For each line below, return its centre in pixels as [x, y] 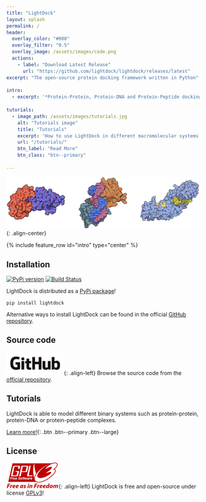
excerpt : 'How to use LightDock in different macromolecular [97, 136]
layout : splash [26, 19]
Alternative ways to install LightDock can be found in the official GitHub [96, 314]
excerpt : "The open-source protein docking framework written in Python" [103, 78]
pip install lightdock [35, 303]
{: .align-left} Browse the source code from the [123, 373]
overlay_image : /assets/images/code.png [64, 52]
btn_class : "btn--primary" [52, 155]
